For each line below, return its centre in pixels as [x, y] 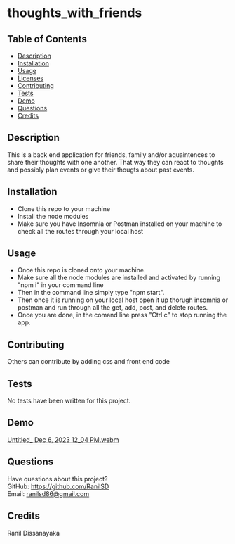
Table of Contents [47, 39]
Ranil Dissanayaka [34, 533]
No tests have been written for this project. [69, 401]
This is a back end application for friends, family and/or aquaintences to [111, 154]
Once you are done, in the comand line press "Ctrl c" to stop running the [122, 315]
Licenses [31, 78]
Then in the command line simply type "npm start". [91, 293]
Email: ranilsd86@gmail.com [48, 493]
